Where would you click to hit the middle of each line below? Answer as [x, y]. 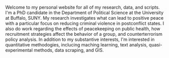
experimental [19, 50]
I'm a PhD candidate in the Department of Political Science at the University [84, 13]
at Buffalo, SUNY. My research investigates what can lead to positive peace [84, 18]
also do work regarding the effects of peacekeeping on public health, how [83, 29]
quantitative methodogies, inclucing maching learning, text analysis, [77, 45]
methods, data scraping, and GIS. [69, 50]
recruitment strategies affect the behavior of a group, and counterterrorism [84, 34]
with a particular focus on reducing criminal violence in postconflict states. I [85, 23]
